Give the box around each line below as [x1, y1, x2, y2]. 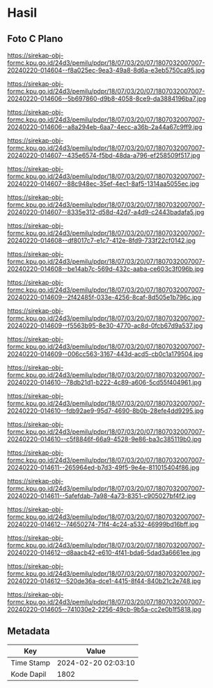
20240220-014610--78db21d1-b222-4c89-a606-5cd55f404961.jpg [7, 379, 202, 386]
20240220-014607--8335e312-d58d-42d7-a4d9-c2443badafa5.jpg [7, 208, 205, 216]
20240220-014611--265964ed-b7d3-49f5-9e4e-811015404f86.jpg [7, 463, 200, 471]
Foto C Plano [7, 33, 63, 45]
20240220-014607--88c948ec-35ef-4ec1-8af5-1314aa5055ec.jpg [7, 180, 200, 188]
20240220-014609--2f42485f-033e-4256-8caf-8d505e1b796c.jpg [7, 293, 202, 301]
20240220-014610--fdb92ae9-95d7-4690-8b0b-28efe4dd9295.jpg [7, 407, 204, 415]
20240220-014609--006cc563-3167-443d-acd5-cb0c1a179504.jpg [7, 350, 203, 358]
